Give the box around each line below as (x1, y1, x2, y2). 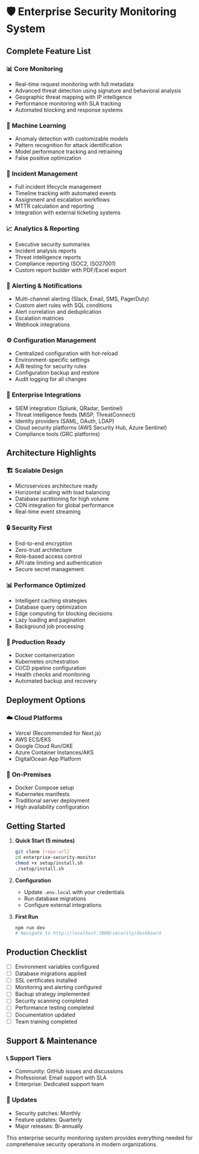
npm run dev (14, 924, 45, 930)
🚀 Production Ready (6, 637, 66, 646)
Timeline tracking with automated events (14, 190, 116, 197)
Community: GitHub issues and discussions (14, 1067, 124, 1075)
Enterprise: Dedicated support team (14, 1081, 104, 1088)
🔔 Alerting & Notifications (6, 281, 83, 290)
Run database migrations (24, 895, 86, 902)
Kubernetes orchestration (14, 658, 79, 665)
